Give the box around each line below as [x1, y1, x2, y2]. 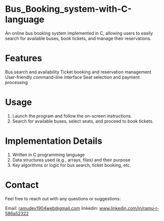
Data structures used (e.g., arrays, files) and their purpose [12, 157, 131, 163]
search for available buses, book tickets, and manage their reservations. [5, 35, 152, 41]
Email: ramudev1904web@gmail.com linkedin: [5, 205, 98, 211]
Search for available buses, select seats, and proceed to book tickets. [12, 118, 154, 124]
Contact [5, 179, 39, 190]
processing [5, 79, 28, 85]
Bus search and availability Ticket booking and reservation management [5, 69, 152, 75]
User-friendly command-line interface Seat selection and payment [5, 74, 140, 80]
